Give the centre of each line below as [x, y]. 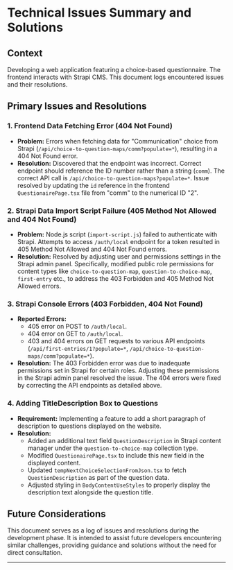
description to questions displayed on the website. [89, 426]
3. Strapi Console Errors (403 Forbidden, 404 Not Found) [105, 304]
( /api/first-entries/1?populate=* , [78, 349]
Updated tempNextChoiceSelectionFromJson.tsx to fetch [107, 470]
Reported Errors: [42, 319]
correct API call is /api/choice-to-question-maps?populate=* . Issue [113, 178]
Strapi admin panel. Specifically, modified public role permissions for [115, 264]
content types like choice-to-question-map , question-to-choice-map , [114, 271]
